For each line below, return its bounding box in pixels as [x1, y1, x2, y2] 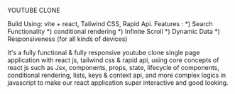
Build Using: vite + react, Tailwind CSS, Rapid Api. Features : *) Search [7, 20, 213, 28]
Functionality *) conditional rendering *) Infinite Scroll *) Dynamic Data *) [7, 28, 220, 35]
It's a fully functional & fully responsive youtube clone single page [7, 49, 200, 57]
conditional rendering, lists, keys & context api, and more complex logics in [7, 71, 226, 79]
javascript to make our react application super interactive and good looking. [7, 78, 229, 87]
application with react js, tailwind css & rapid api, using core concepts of [7, 56, 219, 64]
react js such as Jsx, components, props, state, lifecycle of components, [7, 64, 220, 71]
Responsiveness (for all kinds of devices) [7, 35, 128, 43]
